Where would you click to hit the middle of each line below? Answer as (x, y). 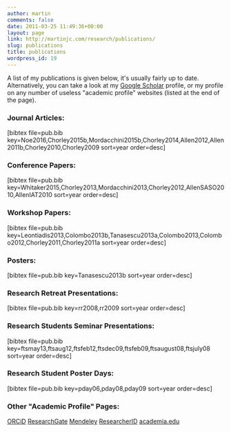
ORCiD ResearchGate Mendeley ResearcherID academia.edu (93, 422)
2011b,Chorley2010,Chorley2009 (53, 147)
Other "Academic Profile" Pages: (63, 406)
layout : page (26, 33)
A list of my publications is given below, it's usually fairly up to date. (103, 78)
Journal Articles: (36, 118)
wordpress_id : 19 (32, 59)
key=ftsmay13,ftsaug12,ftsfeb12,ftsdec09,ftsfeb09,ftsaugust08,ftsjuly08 (109, 348)
